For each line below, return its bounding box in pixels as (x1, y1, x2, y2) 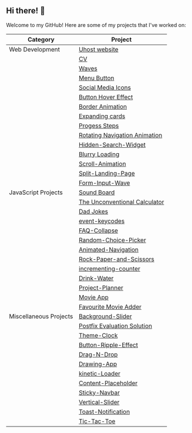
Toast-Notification (79, 407, 130, 415)
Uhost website (79, 45, 119, 53)
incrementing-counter (79, 265, 141, 273)
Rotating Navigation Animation (79, 131, 163, 139)
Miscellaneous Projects (9, 312, 73, 320)
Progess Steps (79, 121, 119, 130)
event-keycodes (79, 216, 125, 225)
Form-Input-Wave (79, 178, 130, 187)
